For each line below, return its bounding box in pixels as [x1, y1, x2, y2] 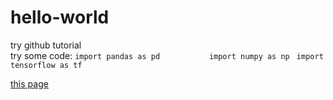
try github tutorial [10, 39, 82, 51]
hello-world [10, 6, 110, 29]
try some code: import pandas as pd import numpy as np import [10, 49, 324, 61]
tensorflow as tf [10, 60, 83, 70]
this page [10, 77, 49, 90]
